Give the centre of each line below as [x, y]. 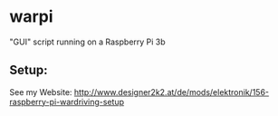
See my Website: [41, 92]
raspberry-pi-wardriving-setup [67, 101]
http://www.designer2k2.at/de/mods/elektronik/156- [172, 92]
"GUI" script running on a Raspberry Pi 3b [87, 42]
